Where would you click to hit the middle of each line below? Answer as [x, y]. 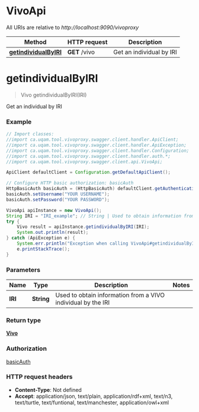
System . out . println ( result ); [53, 233]
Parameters [23, 270]
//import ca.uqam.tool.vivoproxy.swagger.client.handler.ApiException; [96, 145]
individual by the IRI [83, 302]
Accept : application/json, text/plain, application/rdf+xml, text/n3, [94, 396]
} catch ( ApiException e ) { [41, 238]
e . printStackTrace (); [43, 249]
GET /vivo [81, 52]
